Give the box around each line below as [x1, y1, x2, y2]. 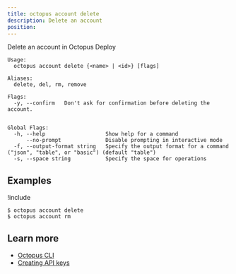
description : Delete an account [7, 17, 102, 24]
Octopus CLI [17, 251, 54, 259]
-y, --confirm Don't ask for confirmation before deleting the [13, 100, 211, 107]
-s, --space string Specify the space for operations [13, 155, 207, 162]
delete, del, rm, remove [13, 81, 87, 88]
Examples [7, 174, 52, 186]
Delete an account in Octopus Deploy [7, 43, 117, 52]
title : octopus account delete [7, 10, 100, 18]
